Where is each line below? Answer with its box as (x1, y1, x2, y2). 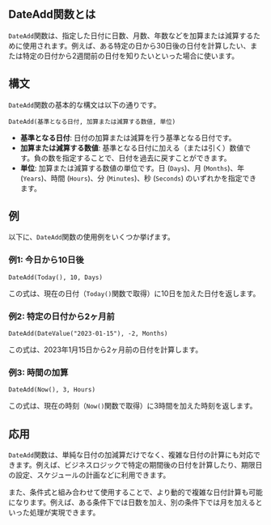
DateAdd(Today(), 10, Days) (8, 273, 104, 282)
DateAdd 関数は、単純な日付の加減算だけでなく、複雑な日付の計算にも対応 (8, 450, 254, 459)
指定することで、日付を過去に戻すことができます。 (61, 153, 232, 163)
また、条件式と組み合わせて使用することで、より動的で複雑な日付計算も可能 (8, 488, 263, 497)
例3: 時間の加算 (8, 366, 69, 378)
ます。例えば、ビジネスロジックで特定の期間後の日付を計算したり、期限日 (15, 460, 263, 470)
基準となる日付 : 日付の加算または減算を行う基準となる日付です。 (19, 133, 236, 142)
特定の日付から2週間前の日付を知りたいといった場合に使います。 (22, 51, 239, 61)
